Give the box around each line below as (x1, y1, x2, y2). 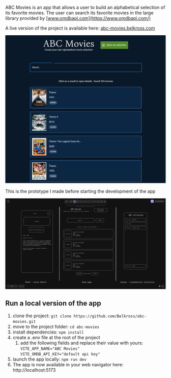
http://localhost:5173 (12, 367, 56, 373)
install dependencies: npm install (12, 329, 84, 335)
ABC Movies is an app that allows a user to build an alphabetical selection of (5, 5, 165, 10)
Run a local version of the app (5, 299, 101, 308)
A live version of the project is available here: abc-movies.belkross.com (5, 25, 155, 31)
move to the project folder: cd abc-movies (12, 323, 100, 329)
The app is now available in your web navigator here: (12, 361, 124, 367)
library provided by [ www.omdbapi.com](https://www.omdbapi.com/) (5, 15, 151, 21)
